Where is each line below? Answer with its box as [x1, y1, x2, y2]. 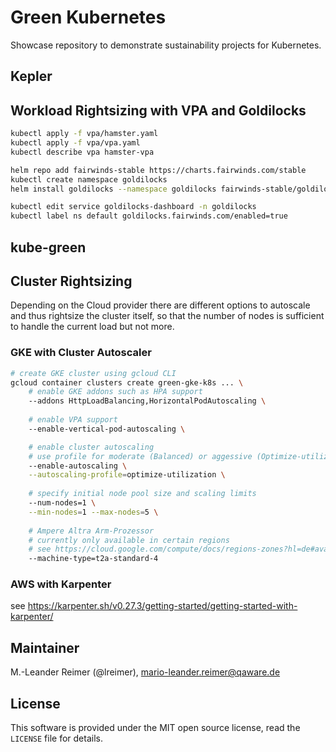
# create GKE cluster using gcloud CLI [10, 368, 177, 378]
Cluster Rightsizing [10, 272, 133, 290]
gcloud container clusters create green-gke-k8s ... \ [10, 377, 244, 388]
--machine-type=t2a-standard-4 [28, 554, 159, 564]
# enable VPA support [28, 415, 118, 425]
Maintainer [10, 639, 80, 656]
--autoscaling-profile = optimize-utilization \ [28, 470, 226, 480]
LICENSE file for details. [10, 732, 103, 745]
